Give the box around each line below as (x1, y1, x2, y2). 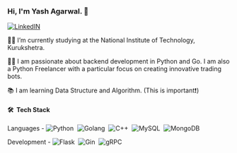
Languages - (7, 123, 45, 133)
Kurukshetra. (7, 44, 45, 52)
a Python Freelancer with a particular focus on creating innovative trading (7, 65, 221, 73)
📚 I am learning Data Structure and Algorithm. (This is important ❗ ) (7, 86, 200, 94)
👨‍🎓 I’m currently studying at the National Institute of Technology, (7, 36, 196, 44)
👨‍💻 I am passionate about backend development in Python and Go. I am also (7, 57, 230, 66)
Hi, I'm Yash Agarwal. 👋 (7, 6, 89, 16)
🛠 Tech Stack (7, 105, 51, 114)
